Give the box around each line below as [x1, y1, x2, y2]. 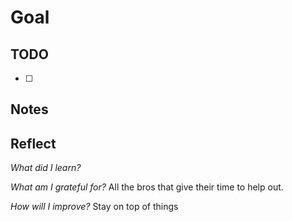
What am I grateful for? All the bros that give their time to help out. [10, 181, 284, 193]
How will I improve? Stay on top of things [10, 201, 179, 213]
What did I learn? [10, 162, 82, 174]
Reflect [10, 135, 57, 152]
